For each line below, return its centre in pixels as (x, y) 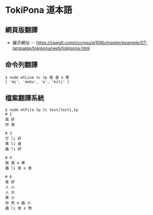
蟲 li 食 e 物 (19, 208)
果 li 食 (13, 143)
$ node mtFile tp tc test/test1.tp (42, 110)
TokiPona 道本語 (39, 10)
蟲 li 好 (13, 149)
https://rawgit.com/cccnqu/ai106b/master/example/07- (92, 43)
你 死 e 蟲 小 (18, 203)
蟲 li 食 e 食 (19, 168)
